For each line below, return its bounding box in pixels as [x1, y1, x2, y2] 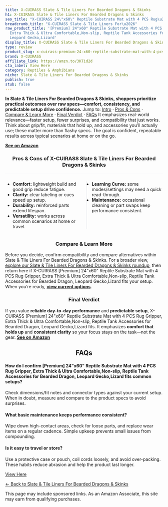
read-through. [91, 191, 121, 198]
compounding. [5, 433, 35, 439]
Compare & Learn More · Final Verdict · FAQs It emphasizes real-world [5, 111, 149, 118]
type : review [5, 45, 32, 50]
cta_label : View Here [5, 63, 50, 68]
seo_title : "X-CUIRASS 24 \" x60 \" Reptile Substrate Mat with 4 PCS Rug [5, 17, 157, 22]
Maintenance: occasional [91, 197, 145, 203]
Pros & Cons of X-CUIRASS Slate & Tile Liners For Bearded [12, 155, 156, 162]
